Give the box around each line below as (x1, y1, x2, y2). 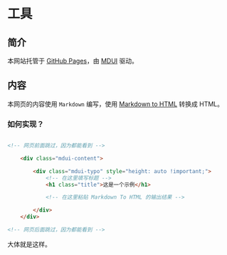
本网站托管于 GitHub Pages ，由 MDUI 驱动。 (7, 57, 139, 65)
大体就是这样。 (7, 239, 51, 249)
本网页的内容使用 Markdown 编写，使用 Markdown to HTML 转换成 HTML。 (7, 100, 224, 108)
